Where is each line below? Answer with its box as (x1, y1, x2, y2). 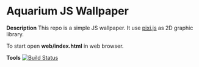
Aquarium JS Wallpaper (6, 4, 129, 18)
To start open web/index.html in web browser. (6, 42, 124, 49)
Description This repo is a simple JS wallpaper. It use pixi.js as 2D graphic (6, 24, 194, 31)
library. (6, 30, 24, 37)
